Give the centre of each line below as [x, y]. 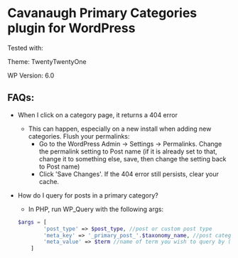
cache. [49, 181]
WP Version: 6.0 [31, 75]
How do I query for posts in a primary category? [88, 195]
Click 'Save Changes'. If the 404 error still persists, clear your [129, 174]
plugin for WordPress [71, 28]
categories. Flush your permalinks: [79, 136]
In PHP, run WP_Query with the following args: [96, 209]
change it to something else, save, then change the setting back [132, 158]
